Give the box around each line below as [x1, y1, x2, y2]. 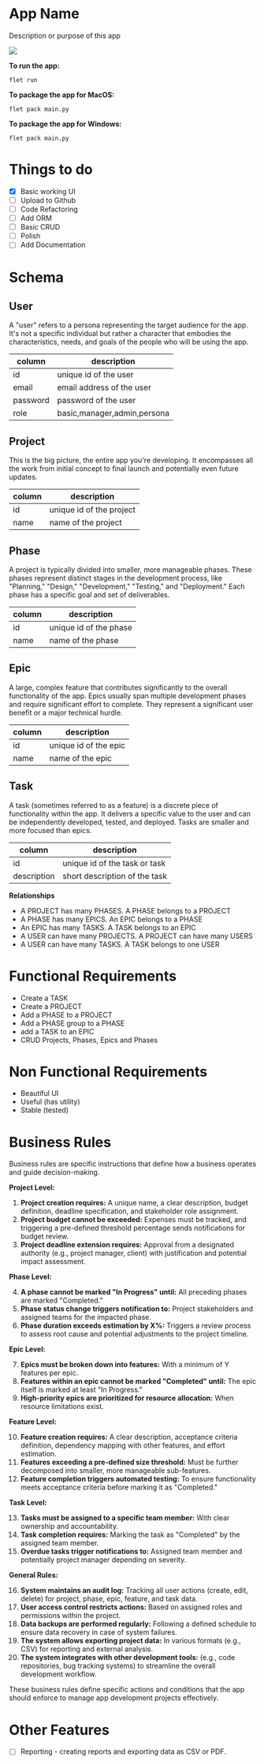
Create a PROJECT [20, 1001, 82, 1011]
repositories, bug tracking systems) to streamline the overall [20, 1661, 216, 1671]
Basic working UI [20, 186, 76, 196]
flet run [9, 76, 38, 84]
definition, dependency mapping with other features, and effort [20, 1441, 225, 1450]
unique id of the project [49, 504, 136, 515]
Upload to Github [20, 195, 76, 205]
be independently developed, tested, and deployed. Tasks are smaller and [9, 817, 249, 827]
